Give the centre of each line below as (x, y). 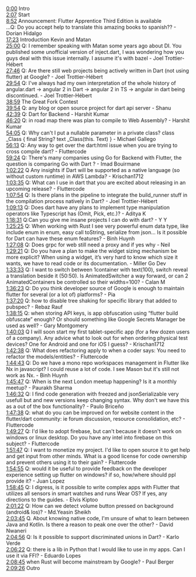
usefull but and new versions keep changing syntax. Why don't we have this (98, 400)
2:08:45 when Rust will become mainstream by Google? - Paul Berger (90, 562)
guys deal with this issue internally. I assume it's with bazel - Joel (85, 58)
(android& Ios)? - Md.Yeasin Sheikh (49, 512)
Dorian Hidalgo (24, 33)
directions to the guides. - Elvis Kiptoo (52, 499)
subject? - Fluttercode (33, 444)
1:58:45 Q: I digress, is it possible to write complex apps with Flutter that (93, 487)
